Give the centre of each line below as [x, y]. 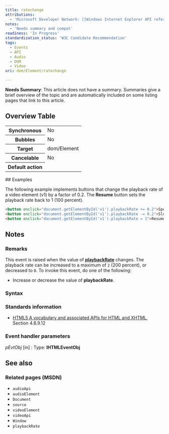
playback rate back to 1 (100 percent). [45, 200]
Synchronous [25, 130]
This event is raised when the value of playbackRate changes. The [75, 260]
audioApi [22, 389]
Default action [25, 167]
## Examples [19, 179]
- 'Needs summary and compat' [41, 29]
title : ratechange [24, 10]
